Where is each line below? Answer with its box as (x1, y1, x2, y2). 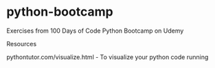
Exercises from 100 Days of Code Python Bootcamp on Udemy (6, 27, 184, 35)
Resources (6, 39, 37, 48)
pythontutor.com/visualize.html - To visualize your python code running (6, 52, 209, 61)
